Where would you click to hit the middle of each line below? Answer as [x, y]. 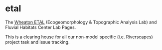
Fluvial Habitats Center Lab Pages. [41, 27]
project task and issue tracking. [37, 42]
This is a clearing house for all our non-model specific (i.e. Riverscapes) [79, 37]
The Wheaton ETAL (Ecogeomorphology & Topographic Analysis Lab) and [81, 22]
